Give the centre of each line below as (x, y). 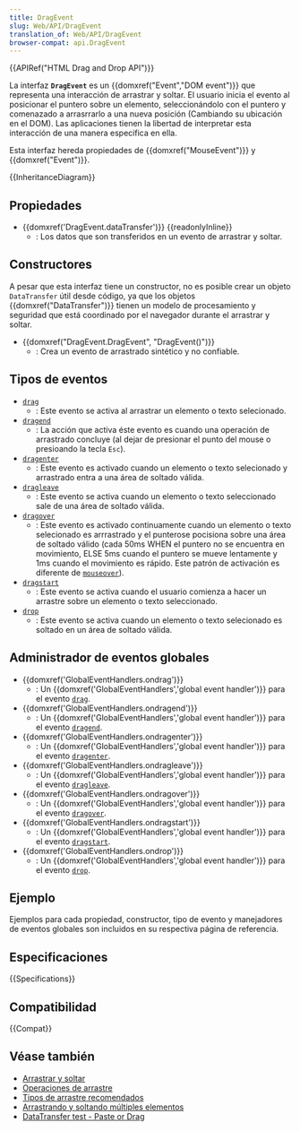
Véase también (52, 1057)
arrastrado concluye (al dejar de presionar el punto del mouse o (153, 439)
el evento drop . (63, 869)
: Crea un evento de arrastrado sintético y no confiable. (137, 351)
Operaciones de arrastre (68, 1088)
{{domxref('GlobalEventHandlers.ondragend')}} (110, 708)
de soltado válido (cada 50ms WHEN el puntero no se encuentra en (160, 544)
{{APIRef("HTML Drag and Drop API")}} (82, 68)
